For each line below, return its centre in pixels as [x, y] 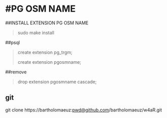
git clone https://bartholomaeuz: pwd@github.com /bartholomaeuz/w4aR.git [84, 110]
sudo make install [36, 32]
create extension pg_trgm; [45, 52]
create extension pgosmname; [49, 62]
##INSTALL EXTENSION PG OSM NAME [47, 23]
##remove [16, 72]
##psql [13, 42]
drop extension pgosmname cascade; [57, 82]
